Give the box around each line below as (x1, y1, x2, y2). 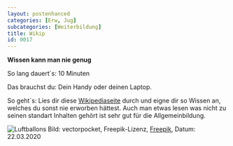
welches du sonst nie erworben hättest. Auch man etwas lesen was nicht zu (7, 104, 227, 112)
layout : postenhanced (7, 10, 71, 18)
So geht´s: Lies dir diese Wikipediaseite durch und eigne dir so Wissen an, (7, 96, 221, 105)
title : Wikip (7, 29, 45, 37)
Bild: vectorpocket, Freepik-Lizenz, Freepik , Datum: (48, 125, 196, 133)
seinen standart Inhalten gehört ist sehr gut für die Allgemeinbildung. (7, 112, 206, 120)
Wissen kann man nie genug (7, 55, 92, 64)
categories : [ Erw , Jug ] (7, 17, 77, 24)
